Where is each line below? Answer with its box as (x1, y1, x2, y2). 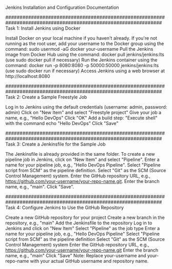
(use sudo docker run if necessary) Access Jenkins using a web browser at (5, 68, 165, 74)
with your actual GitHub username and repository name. (30, 258, 149, 264)
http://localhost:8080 (5, 73, 50, 79)
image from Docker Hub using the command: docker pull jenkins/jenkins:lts (5, 51, 164, 57)
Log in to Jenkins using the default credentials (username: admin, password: (5, 104, 167, 110)
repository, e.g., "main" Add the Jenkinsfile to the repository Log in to (5, 220, 152, 226)
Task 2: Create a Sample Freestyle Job (5, 94, 87, 100)
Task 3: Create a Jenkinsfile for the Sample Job (5, 141, 106, 147)
